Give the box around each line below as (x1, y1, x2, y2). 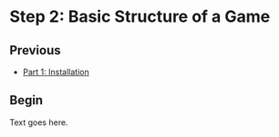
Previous (9, 43, 61, 58)
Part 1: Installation (22, 66, 89, 77)
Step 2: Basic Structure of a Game (9, 6, 271, 27)
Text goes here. (9, 116, 68, 128)
